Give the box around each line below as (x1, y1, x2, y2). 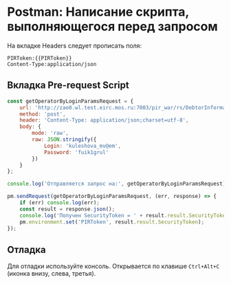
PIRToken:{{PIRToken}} (7, 54, 72, 62)
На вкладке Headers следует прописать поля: (7, 41, 142, 50)
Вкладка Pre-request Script (7, 80, 129, 91)
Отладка (7, 243, 46, 255)
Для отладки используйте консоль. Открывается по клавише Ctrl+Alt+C (7, 262, 220, 270)
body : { (19, 123, 41, 131)
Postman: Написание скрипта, (7, 4, 189, 20)
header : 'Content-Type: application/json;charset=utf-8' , (19, 117, 189, 124)
